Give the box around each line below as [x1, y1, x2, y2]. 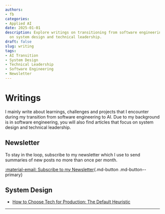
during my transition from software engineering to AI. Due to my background [5, 114, 160, 120]
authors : [5, 7, 23, 12]
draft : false [5, 39, 32, 44]
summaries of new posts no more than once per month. [5, 157, 118, 163]
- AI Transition [5, 53, 38, 58]
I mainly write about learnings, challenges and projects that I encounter [5, 109, 149, 115]
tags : [5, 48, 16, 53]
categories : [5, 16, 29, 21]
